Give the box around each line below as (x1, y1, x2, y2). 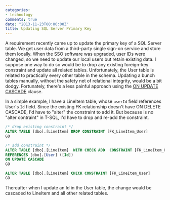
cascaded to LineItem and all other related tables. (5, 190, 109, 196)
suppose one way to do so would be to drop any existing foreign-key (5, 62, 149, 68)
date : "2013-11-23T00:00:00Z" (5, 21, 69, 27)
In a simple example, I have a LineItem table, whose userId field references (5, 98, 162, 104)
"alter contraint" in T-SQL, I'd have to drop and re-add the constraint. (5, 114, 149, 121)
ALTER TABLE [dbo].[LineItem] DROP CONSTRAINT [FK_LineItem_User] (5, 129, 148, 134)
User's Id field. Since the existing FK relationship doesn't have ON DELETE (5, 104, 161, 110)
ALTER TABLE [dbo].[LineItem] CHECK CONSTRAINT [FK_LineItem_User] (5, 171, 151, 176)
